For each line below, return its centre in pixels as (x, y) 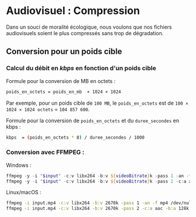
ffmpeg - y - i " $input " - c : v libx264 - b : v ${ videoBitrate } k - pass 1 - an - (98, 176)
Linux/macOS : (24, 192)
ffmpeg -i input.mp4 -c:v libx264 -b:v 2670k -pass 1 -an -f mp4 (87, 203)
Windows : (19, 165)
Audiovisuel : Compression (73, 11)
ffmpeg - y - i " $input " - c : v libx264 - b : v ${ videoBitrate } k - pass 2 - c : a (96, 181)
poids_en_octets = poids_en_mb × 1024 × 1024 (64, 92)
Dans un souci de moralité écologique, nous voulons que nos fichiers (89, 27)
